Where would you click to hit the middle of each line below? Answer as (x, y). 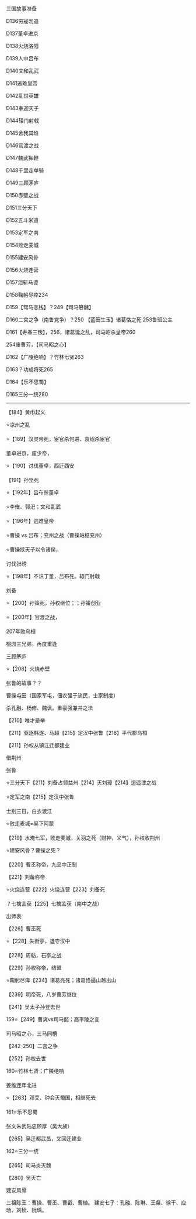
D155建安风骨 (22, 257)
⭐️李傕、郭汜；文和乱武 (34, 506)
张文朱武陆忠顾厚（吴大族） (39, 1126)
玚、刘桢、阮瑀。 (27, 1210)
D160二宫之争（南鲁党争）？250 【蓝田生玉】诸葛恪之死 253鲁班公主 (90, 320)
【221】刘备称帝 (26, 877)
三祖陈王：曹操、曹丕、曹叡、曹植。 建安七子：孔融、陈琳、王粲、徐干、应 (96, 1203)
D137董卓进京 (22, 33)
